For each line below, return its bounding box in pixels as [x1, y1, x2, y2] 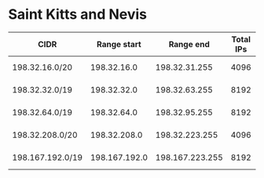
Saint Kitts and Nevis [8, 5, 148, 24]
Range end [168, 38, 211, 49]
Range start [97, 38, 141, 49]
